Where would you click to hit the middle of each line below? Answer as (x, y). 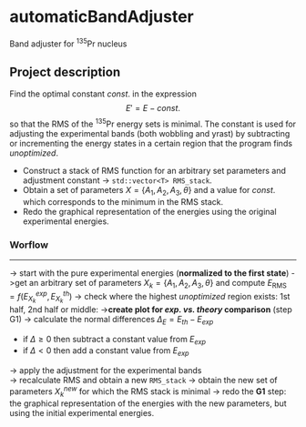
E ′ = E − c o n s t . (153, 108)
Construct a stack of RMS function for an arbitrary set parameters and (154, 171)
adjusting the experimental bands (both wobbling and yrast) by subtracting (150, 134)
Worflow (29, 245)
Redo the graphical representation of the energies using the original (149, 211)
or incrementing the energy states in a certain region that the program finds (151, 144)
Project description (65, 71)
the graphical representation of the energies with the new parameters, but (148, 403)
